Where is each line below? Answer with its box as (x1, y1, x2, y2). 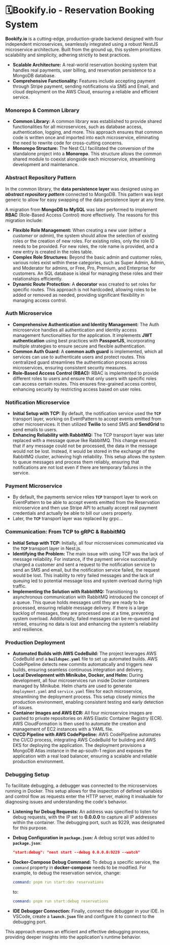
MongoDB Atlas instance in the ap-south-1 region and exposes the (12, 748, 152, 754)
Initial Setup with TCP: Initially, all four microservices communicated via (12, 540, 164, 546)
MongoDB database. (12, 72, 56, 78)
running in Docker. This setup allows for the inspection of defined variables (5, 788, 162, 794)
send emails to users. (12, 427, 57, 433)
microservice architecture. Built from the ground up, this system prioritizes (5, 46, 161, 52)
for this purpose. (12, 825, 48, 831)
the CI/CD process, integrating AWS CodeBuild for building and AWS (12, 737, 156, 743)
